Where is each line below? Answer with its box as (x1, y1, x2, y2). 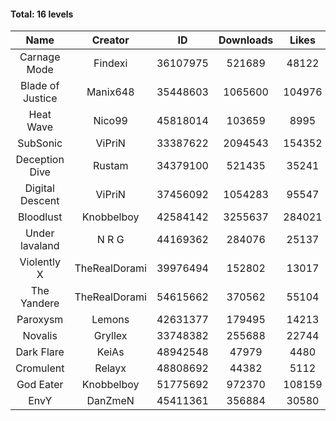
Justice (22, 91, 58, 105)
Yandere (20, 296, 60, 310)
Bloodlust (18, 210, 63, 224)
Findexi (93, 56, 128, 70)
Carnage (19, 50, 61, 64)
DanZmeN (86, 394, 135, 408)
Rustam (92, 159, 129, 173)
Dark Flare (15, 345, 65, 359)
